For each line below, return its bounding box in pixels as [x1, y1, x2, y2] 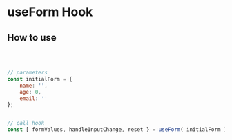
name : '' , [19, 82, 48, 89]
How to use [7, 32, 57, 43]
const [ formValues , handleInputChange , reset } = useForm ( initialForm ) [7, 126, 227, 133]
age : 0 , [19, 88, 41, 95]
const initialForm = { [7, 75, 72, 83]
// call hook [7, 120, 45, 127]
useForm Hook [7, 4, 93, 20]
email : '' [19, 94, 48, 102]
